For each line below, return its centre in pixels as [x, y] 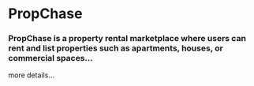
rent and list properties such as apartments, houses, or [116, 48]
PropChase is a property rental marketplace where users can [127, 39]
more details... [32, 75]
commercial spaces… [50, 58]
